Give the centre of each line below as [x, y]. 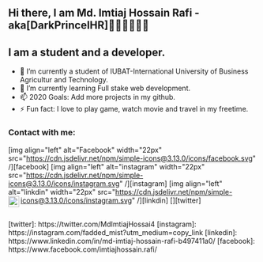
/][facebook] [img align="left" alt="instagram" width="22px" [107, 166]
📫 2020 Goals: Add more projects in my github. [98, 97]
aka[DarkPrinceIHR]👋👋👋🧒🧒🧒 [79, 26]
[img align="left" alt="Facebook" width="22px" [85, 150]
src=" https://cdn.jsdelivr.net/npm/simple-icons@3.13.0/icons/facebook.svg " [132, 158]
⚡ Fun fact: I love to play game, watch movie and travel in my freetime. [134, 109]
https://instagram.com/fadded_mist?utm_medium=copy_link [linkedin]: [123, 232]
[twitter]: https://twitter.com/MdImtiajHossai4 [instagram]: [102, 224]
